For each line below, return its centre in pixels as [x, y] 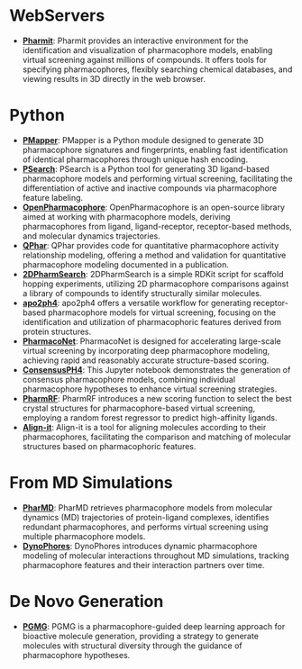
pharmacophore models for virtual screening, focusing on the [162, 312]
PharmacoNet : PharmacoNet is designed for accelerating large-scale [151, 341]
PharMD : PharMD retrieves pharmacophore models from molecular [147, 507]
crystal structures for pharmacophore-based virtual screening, [138, 408]
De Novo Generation [87, 601]
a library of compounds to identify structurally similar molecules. [142, 293]
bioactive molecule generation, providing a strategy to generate [141, 636]
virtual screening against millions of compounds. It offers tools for [145, 59]
